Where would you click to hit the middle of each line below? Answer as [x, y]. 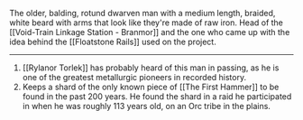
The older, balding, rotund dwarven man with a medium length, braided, [142, 13]
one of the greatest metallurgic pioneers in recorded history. [134, 77]
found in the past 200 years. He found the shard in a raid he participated [157, 97]
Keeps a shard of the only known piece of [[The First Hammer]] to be [151, 87]
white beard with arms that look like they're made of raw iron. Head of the [147, 23]
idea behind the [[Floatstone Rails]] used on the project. [113, 42]
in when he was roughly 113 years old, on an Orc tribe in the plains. [146, 106]
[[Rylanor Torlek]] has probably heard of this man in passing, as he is [151, 68]
